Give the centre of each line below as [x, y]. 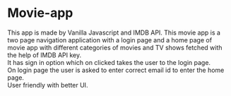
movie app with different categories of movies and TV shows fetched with [115, 47]
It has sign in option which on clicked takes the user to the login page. [109, 62]
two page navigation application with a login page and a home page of [110, 40]
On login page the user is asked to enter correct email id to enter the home [116, 70]
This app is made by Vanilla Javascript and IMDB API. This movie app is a [114, 32]
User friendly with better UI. [48, 85]
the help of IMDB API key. [45, 55]
